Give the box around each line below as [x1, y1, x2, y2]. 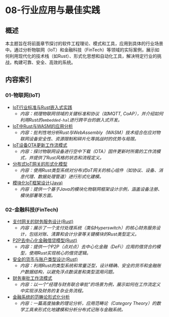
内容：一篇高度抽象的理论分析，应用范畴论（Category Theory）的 [20, 300, 157, 306]
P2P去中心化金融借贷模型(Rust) [12, 237, 78, 243]
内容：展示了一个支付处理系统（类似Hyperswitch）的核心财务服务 [20, 224, 156, 230]
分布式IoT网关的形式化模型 [12, 161, 68, 167]
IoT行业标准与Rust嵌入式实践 [12, 104, 73, 110]
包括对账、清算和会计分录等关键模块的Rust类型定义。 [29, 231, 139, 237]
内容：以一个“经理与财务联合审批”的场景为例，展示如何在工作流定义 [20, 281, 161, 287]
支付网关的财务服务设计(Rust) [12, 218, 74, 224]
